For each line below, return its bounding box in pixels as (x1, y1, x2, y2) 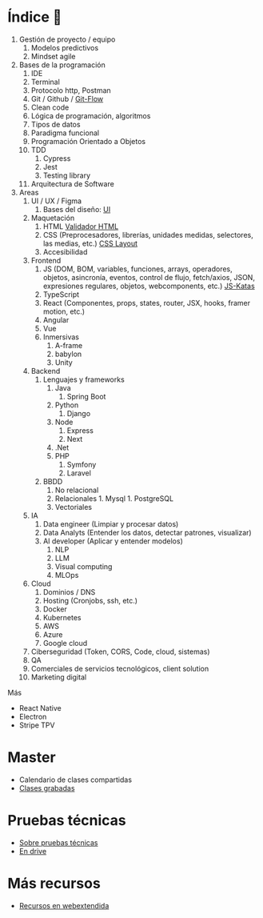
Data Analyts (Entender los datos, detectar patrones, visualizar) (42, 527, 253, 537)
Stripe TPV (18, 720, 55, 730)
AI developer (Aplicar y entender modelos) (42, 536, 183, 546)
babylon (54, 349, 82, 359)
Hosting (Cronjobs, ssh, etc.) (42, 595, 137, 605)
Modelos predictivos (30, 42, 99, 52)
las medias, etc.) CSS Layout (42, 239, 137, 248)
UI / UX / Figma (30, 196, 82, 206)
